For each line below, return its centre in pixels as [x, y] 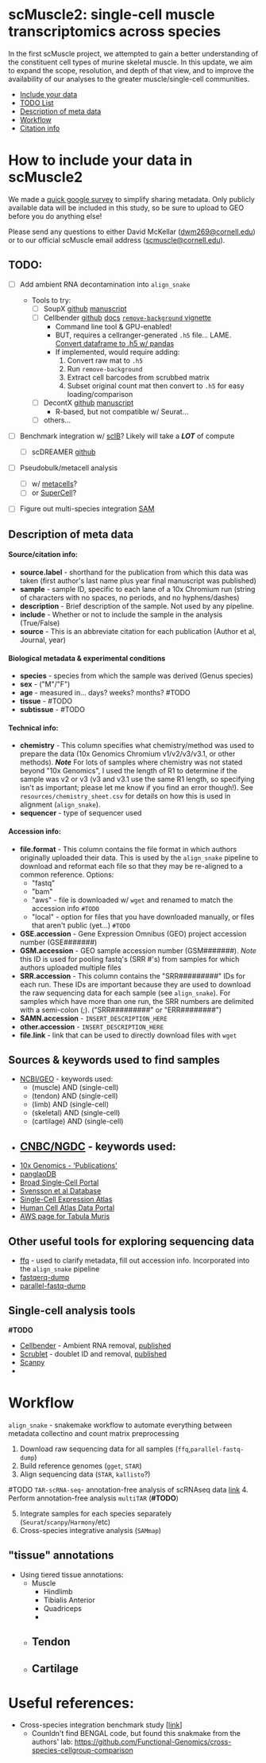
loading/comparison [100, 394]
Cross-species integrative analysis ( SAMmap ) [90, 1530]
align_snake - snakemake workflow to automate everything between [120, 1425]
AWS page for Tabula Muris [65, 1216]
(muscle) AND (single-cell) [75, 1088]
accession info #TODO [65, 908]
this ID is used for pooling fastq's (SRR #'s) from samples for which [129, 959]
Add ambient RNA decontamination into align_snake [105, 284]
